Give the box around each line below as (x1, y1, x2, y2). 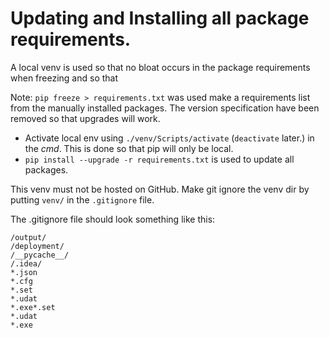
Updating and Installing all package (10, 7, 310, 30)
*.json (10, 267, 38, 277)
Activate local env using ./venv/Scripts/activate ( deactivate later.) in (24, 132, 315, 144)
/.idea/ (10, 258, 43, 269)
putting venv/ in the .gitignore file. (10, 193, 155, 206)
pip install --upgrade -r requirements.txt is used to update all (24, 153, 295, 165)
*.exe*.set (10, 302, 56, 312)
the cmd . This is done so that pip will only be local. (24, 142, 234, 154)
